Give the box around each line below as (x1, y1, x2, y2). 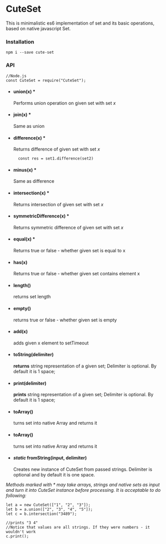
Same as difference (13, 178, 55, 184)
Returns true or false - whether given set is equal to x (13, 247, 126, 253)
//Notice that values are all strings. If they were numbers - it (6, 525, 150, 530)
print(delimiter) (13, 380, 46, 386)
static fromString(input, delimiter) (13, 455, 87, 461)
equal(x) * (13, 236, 35, 242)
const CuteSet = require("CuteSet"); (6, 78, 86, 83)
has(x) (13, 259, 28, 265)
